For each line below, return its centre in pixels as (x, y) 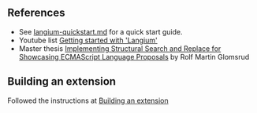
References (36, 13)
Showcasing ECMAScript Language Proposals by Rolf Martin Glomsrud (134, 56)
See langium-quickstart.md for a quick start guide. (101, 31)
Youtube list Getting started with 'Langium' (88, 40)
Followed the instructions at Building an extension (88, 100)
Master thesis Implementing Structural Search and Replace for (120, 48)
